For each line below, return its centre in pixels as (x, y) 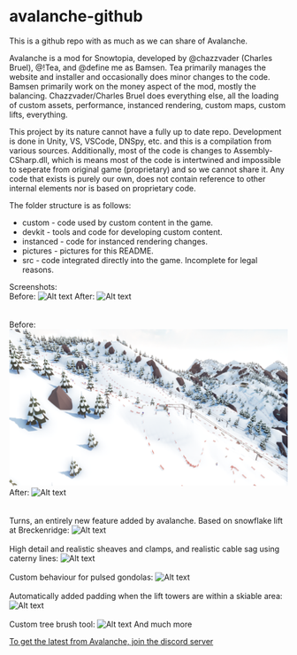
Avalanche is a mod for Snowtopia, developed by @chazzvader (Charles (141, 58)
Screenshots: (33, 286)
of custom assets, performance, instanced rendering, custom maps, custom (148, 105)
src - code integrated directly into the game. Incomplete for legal (140, 260)
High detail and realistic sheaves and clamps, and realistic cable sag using (145, 549)
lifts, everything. (38, 114)
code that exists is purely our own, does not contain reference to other (137, 178)
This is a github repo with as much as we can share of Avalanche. (129, 41)
